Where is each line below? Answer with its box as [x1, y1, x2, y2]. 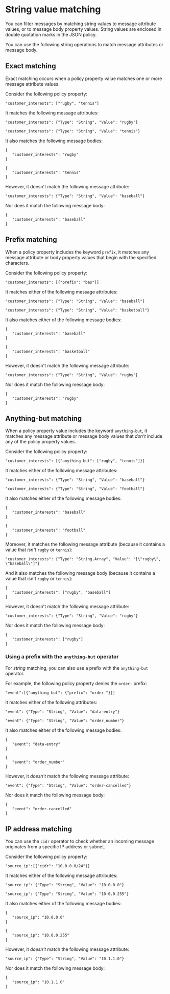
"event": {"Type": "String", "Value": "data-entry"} [5, 709, 120, 714]
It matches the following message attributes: [5, 109, 99, 116]
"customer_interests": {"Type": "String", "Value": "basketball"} [5, 307, 150, 313]
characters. [5, 260, 30, 266]
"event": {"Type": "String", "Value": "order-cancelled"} [5, 783, 131, 788]
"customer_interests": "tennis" [12, 170, 81, 175]
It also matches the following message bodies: [5, 138, 103, 144]
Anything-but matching [5, 414, 82, 423]
